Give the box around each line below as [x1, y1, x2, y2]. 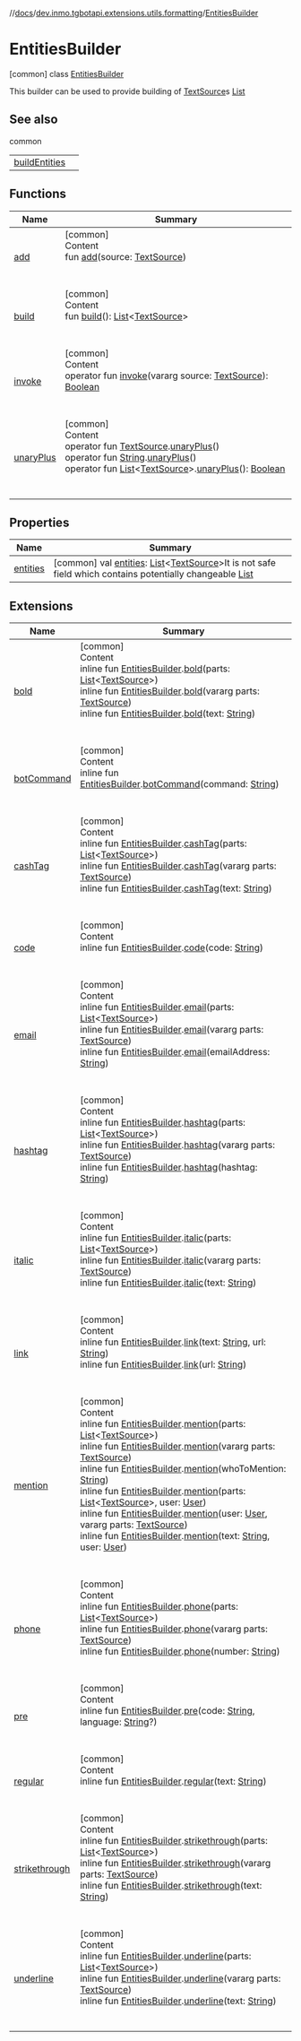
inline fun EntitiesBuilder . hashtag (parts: [80, 1116, 246, 1129]
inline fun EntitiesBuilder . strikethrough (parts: [80, 1835, 269, 1847]
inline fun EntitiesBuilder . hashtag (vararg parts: [80, 1138, 276, 1151]
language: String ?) [80, 1716, 158, 1728]
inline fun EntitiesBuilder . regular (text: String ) [80, 1775, 267, 1787]
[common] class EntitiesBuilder [9, 68, 124, 79]
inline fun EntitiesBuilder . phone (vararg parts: [80, 1622, 269, 1635]
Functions [9, 186, 67, 202]
